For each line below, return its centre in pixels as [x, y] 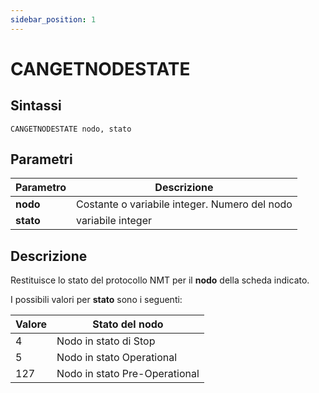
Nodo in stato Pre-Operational [128, 374]
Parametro [41, 188]
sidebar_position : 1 [53, 19]
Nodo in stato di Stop [106, 341]
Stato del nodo [128, 324]
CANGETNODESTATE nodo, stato [71, 129]
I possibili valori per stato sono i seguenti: [96, 300]
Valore [31, 324]
